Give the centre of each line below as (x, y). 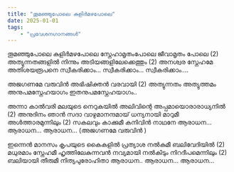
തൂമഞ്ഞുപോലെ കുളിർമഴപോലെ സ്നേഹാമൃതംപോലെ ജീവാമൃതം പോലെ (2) (113, 54)
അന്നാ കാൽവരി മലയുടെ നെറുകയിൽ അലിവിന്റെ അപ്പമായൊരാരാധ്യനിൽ (117, 107)
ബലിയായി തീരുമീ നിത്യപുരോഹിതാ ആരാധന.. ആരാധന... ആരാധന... (111, 161)
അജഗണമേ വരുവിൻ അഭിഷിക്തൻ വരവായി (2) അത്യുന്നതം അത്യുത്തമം (112, 84)
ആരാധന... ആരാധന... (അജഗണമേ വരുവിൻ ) (77, 130)
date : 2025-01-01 (33, 21)
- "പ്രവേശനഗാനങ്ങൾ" (51, 34)
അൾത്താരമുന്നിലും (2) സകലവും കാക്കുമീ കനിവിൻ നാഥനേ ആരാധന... (110, 122)
